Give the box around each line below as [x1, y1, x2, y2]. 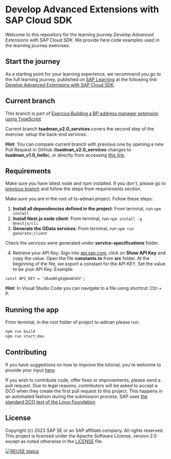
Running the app [5, 305, 59, 314]
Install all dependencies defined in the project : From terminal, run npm [12, 206, 161, 212]
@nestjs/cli [12, 221, 38, 226]
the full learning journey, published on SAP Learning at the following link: [5, 76, 158, 83]
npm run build [5, 329, 36, 334]
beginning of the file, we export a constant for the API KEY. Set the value [12, 261, 166, 267]
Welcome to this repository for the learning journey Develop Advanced [5, 31, 154, 37]
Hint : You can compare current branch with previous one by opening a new [5, 141, 164, 147]
